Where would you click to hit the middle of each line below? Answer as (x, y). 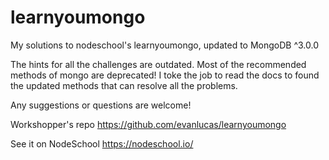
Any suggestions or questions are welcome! (101, 105)
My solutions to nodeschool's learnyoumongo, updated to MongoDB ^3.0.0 (165, 45)
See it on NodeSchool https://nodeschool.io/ (102, 143)
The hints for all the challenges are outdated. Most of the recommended (158, 64)
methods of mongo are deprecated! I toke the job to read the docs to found (165, 75)
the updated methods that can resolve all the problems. (124, 85)
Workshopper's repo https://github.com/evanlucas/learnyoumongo (148, 124)
